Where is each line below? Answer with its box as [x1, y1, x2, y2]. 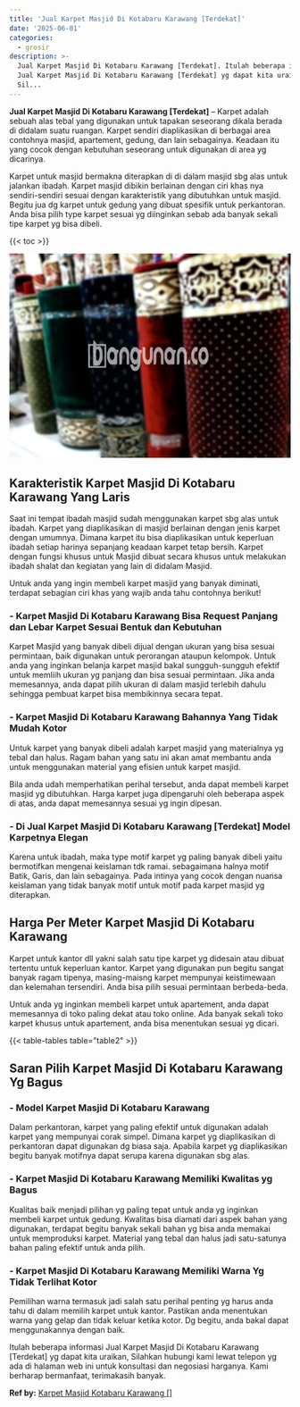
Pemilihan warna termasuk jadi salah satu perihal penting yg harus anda [9, 1296, 274, 1307]
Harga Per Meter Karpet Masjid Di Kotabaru [9, 916, 255, 931]
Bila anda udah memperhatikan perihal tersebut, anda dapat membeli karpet [9, 778, 289, 790]
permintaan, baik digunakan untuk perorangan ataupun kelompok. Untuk [9, 650, 277, 661]
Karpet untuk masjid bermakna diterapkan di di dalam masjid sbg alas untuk [9, 171, 288, 181]
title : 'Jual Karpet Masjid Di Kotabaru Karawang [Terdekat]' [9, 14, 246, 23]
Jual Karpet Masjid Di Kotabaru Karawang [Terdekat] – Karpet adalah [9, 105, 270, 116]
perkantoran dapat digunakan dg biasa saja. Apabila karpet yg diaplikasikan [9, 1141, 288, 1152]
